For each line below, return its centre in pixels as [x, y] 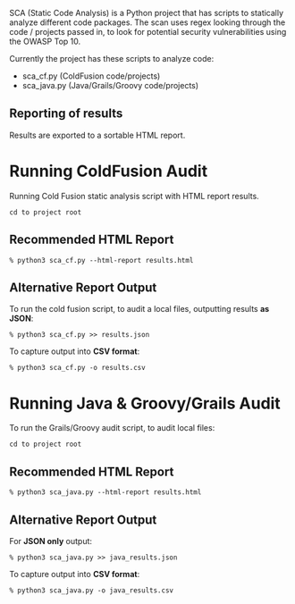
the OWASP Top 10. [45, 41]
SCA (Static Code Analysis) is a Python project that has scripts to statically [147, 13]
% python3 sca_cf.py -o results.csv [77, 368]
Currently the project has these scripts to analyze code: [112, 59]
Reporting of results [66, 114]
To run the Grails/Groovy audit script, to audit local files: [112, 428]
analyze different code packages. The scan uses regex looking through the [147, 22]
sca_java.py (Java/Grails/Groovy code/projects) [110, 85]
